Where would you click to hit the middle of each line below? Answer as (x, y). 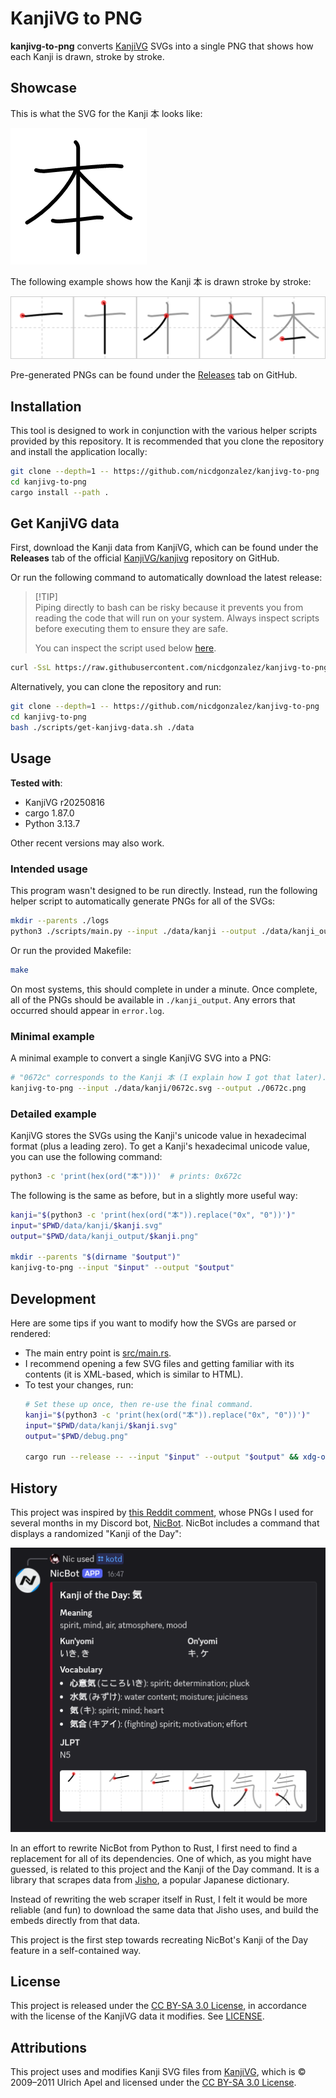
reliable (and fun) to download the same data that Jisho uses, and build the (165, 1909)
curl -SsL (31, 668)
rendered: (31, 1333)
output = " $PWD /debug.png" (76, 1436)
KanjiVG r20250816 (65, 802)
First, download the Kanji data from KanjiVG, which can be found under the (164, 548)
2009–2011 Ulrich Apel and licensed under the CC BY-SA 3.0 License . (153, 2083)
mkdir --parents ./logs (60, 921)
